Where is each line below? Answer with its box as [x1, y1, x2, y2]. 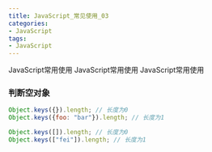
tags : [8, 34, 27, 43]
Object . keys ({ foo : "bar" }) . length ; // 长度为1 [8, 114, 164, 122]
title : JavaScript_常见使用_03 [8, 11, 109, 20]
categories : [8, 19, 49, 27]
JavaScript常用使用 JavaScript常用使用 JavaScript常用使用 [8, 65, 205, 75]
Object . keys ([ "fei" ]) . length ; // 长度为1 [8, 136, 146, 144]
